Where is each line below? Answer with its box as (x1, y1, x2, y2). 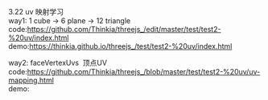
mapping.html (8, 75, 55, 85)
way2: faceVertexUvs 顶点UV (8, 58, 107, 67)
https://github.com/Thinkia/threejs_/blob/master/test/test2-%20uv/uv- (27, 67, 261, 76)
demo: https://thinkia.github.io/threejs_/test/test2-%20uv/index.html (8, 42, 233, 50)
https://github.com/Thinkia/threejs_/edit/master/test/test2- (27, 25, 221, 34)
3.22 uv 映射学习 (8, 7, 64, 16)
